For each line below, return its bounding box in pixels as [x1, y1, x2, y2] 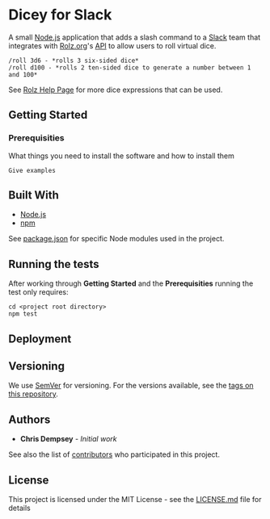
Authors [8, 412, 51, 426]
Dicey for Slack [8, 6, 112, 24]
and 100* [8, 70, 38, 78]
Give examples [8, 166, 57, 174]
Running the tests [8, 257, 99, 271]
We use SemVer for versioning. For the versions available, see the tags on [8, 381, 254, 391]
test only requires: [8, 287, 69, 297]
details [8, 503, 31, 513]
